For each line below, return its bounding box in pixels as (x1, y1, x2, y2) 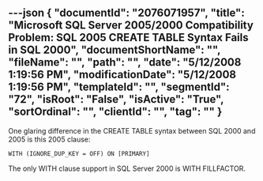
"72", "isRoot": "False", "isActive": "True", (8, 92, 224, 106)
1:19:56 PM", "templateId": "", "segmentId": (8, 81, 231, 94)
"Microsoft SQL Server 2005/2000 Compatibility (8, 19, 254, 32)
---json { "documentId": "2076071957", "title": (8, 6, 245, 20)
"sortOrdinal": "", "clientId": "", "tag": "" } (8, 105, 223, 119)
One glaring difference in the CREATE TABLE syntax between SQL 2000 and (8, 126, 256, 135)
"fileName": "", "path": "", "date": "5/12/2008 (8, 55, 242, 70)
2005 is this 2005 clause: (8, 134, 91, 144)
